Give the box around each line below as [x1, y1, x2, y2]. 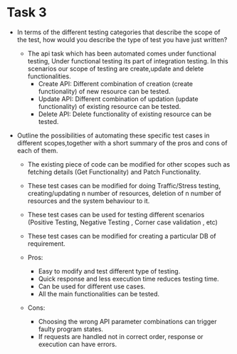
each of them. [16, 146, 58, 155]
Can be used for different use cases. [38, 282, 146, 291]
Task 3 [6, 4, 47, 21]
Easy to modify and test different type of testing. [38, 266, 181, 275]
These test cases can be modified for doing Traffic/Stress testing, [27, 181, 221, 189]
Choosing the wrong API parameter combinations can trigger [38, 317, 218, 326]
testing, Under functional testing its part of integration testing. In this [27, 56, 228, 65]
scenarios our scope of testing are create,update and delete [27, 64, 204, 73]
